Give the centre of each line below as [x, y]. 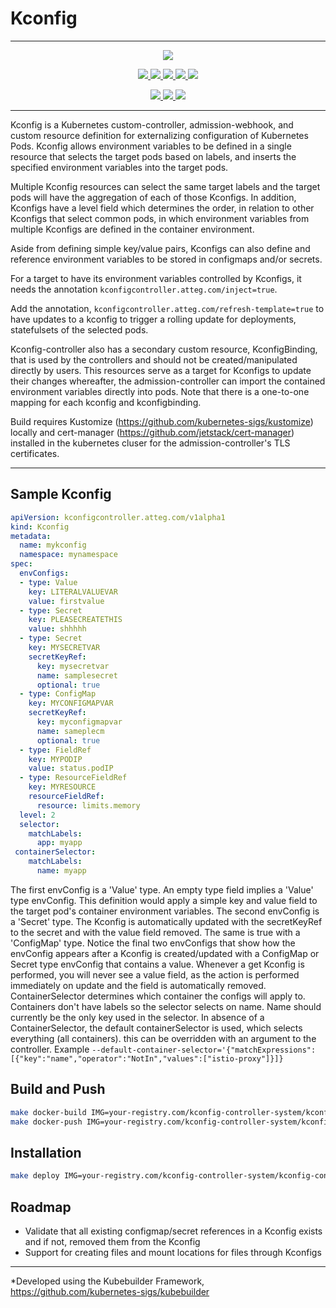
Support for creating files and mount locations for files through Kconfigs [173, 1252]
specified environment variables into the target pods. [119, 167]
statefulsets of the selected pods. [79, 329]
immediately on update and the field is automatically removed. [138, 985]
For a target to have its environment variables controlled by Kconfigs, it [156, 278]
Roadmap [41, 1207]
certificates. [35, 453]
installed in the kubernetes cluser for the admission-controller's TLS [150, 443]
